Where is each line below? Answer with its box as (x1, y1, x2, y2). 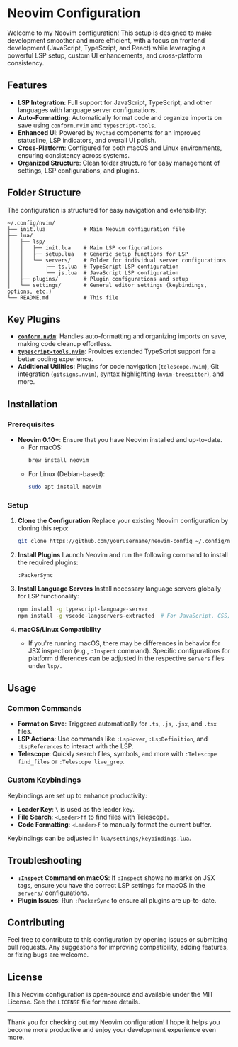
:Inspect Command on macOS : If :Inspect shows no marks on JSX (17, 873, 215, 882)
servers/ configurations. (17, 888, 90, 897)
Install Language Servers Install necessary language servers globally (17, 584, 222, 593)
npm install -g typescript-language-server (17, 606, 149, 613)
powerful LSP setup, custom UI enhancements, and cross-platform (7, 51, 203, 60)
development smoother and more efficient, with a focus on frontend (7, 36, 205, 44)
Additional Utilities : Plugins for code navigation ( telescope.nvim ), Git (17, 363, 220, 371)
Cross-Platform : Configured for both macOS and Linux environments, (17, 144, 222, 152)
